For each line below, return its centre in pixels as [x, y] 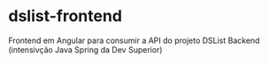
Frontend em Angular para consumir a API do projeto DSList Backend [134, 40]
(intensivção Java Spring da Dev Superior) [85, 49]
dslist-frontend [65, 16]
